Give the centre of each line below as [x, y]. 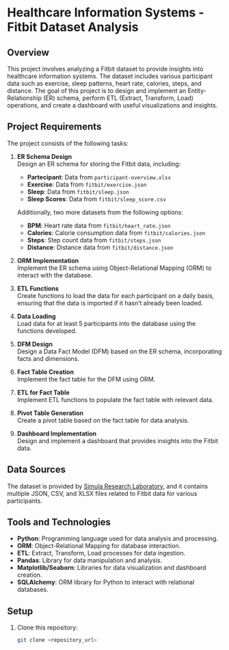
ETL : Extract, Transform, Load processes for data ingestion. [101, 553]
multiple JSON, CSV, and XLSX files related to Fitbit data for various [102, 493]
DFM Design [35, 344]
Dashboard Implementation [57, 434]
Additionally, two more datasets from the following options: [100, 212]
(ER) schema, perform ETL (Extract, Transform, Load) [118, 98]
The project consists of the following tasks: [68, 143]
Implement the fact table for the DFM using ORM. [86, 379]
